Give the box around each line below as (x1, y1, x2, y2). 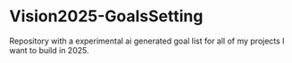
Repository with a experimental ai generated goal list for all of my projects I (9, 35, 285, 46)
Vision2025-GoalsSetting (9, 6, 204, 27)
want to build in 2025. (9, 44, 89, 55)
